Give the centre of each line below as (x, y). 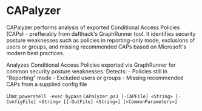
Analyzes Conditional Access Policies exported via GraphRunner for (91, 65)
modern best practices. (35, 53)
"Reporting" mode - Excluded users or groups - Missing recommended (95, 78)
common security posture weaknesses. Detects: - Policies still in (87, 71)
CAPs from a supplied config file (47, 84)
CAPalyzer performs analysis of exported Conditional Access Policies (93, 27)
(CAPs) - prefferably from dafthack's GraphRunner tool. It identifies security (101, 33)
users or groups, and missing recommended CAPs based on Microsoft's (96, 47)
